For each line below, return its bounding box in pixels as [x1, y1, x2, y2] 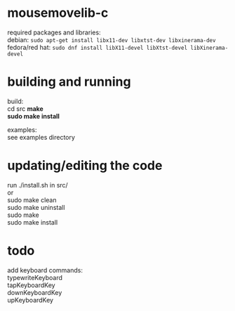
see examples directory [7, 133, 76, 141]
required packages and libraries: [7, 28, 101, 37]
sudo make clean [7, 195, 57, 204]
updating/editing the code [7, 158, 163, 173]
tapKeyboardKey [7, 281, 55, 289]
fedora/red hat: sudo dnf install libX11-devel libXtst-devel [7, 43, 188, 51]
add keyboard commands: [7, 265, 83, 274]
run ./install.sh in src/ [7, 180, 68, 189]
